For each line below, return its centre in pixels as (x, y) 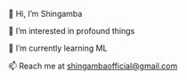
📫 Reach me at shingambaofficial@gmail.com (93, 66)
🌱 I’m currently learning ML (58, 48)
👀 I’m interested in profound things (72, 31)
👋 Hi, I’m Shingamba (45, 14)
